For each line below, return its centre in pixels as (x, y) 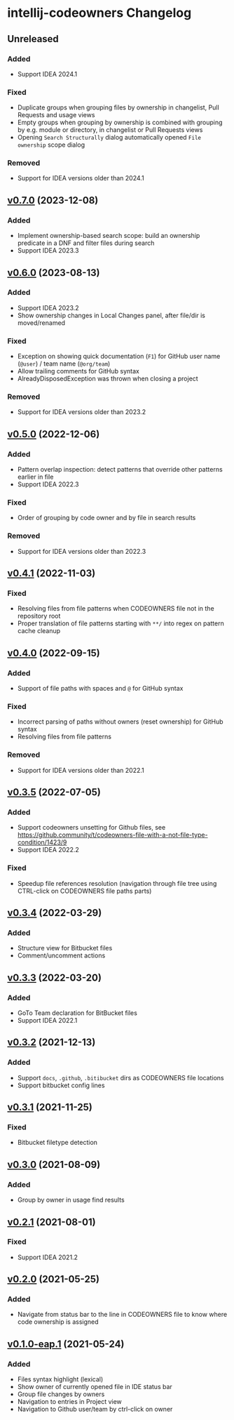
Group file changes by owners (61, 1394)
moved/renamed (41, 323)
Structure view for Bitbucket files (65, 948)
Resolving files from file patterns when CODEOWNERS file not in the (116, 609)
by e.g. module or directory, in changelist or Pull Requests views (110, 130)
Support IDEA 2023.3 (48, 251)
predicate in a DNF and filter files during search (86, 243)
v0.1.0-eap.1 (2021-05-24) (66, 1344)
